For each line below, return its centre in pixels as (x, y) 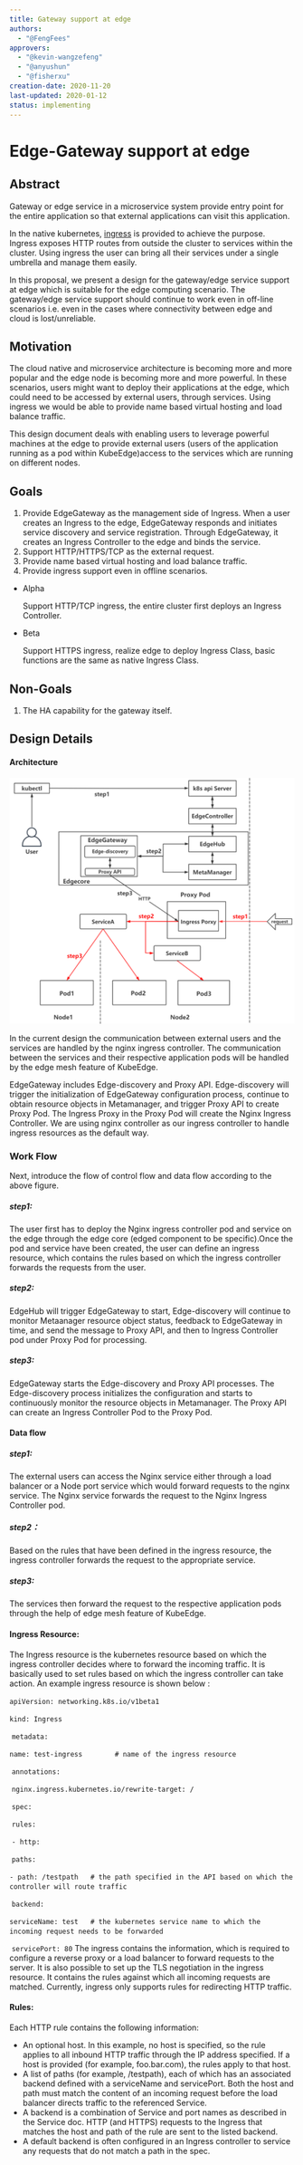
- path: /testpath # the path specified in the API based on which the (151, 1877)
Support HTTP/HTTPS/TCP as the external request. (118, 551)
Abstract (35, 184)
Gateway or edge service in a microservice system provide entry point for (147, 206)
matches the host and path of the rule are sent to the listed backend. (150, 2131)
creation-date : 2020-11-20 (60, 86)
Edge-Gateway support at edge (130, 151)
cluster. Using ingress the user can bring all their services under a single (144, 253)
